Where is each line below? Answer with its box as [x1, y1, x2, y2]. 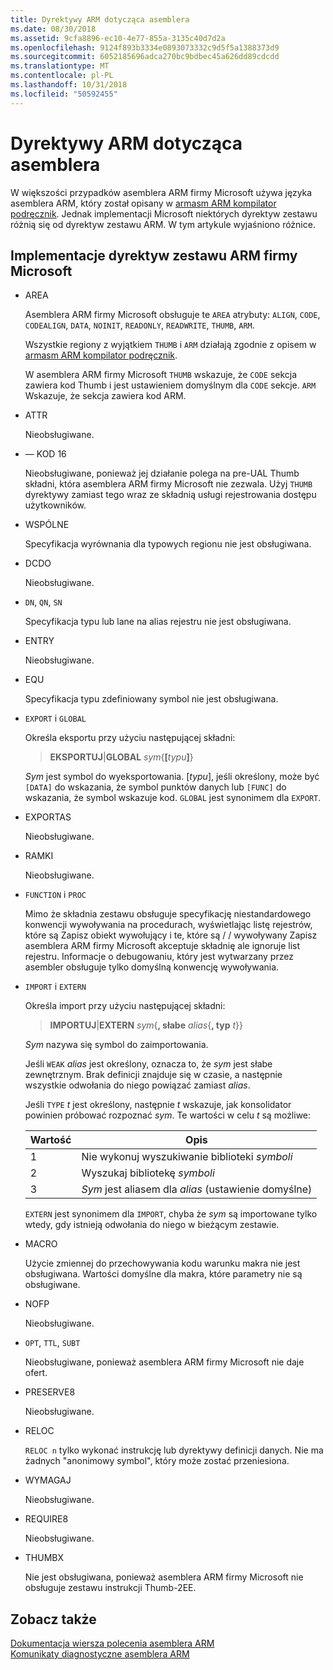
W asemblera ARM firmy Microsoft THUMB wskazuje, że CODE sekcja [24, 369, 298, 381]
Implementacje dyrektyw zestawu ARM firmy [10, 247, 298, 264]
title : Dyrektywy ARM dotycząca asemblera [10, 14, 190, 25]
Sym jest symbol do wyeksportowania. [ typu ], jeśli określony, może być [24, 771, 320, 783]
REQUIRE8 [24, 1513, 69, 1525]
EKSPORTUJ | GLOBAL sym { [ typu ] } [49, 751, 194, 763]
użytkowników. [24, 499, 87, 511]
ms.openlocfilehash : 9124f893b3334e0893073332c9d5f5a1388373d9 [10, 42, 280, 53]
